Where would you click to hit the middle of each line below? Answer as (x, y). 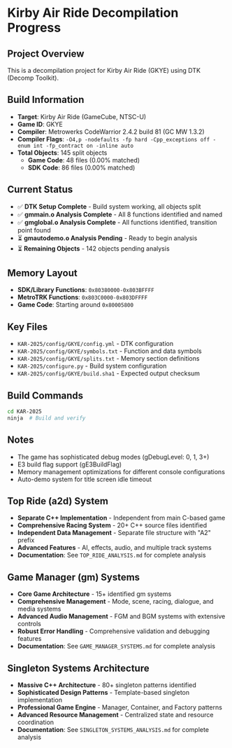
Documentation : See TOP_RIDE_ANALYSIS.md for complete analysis (111, 555)
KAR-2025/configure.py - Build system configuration (92, 366)
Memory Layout (43, 273)
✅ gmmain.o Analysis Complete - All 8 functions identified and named (120, 214)
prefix (26, 540)
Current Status (40, 189)
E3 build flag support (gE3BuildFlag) (70, 464)
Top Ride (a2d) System (58, 501)
